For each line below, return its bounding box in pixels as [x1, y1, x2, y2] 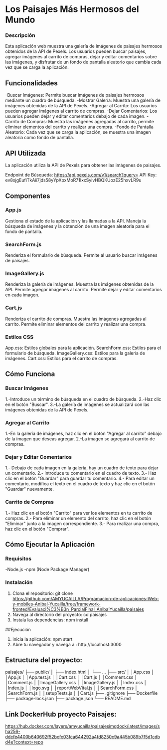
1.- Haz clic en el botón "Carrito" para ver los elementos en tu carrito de [5, 510, 153, 516]
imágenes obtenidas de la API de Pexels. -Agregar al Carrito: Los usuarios [5, 103, 157, 109]
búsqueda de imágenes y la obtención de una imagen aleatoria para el [5, 223, 150, 229]
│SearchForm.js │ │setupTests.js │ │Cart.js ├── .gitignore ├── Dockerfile [5, 690, 158, 696]
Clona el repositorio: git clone [12, 590, 73, 596]
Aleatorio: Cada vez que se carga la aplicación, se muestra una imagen [5, 129, 151, 135]
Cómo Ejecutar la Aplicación [5, 540, 95, 549]
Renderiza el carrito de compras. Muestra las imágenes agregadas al [5, 316, 147, 322]
